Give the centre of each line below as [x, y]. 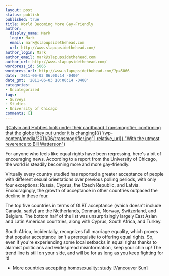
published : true [22, 19]
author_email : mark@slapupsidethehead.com [50, 57]
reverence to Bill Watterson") [35, 144]
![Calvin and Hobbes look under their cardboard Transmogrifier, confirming [83, 127]
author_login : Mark [26, 52]
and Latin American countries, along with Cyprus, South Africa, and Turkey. [84, 221]
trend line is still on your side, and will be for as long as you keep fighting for [84, 253]
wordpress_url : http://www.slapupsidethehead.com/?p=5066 [67, 71]
